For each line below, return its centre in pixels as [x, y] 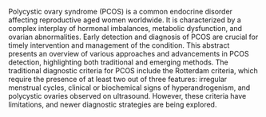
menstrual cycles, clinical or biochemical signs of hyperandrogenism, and [129, 88]
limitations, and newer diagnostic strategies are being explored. [113, 104]
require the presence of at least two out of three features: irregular [118, 79]
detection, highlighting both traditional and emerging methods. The [119, 62]
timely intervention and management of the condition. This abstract [119, 45]
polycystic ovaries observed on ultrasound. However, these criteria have [127, 96]
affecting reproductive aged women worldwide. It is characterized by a [125, 20]
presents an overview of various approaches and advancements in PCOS [129, 54]
